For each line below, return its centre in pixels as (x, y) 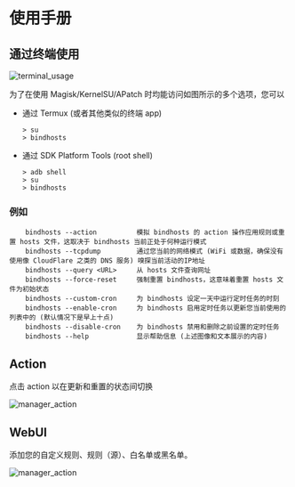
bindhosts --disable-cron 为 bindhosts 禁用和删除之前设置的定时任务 (152, 327)
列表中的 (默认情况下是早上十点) (61, 318)
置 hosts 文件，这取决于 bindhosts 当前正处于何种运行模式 (108, 242)
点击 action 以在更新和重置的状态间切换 (81, 386)
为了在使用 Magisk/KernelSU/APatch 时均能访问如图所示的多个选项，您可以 (147, 94)
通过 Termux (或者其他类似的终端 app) (92, 113)
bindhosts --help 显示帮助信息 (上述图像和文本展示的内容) (147, 337)
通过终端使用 (44, 54)
